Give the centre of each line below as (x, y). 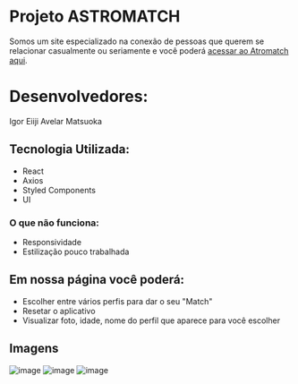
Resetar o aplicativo (59, 311)
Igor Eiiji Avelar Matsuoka (56, 121)
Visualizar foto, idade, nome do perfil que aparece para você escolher (151, 320)
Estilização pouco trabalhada (76, 252)
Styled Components (59, 190)
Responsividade (52, 242)
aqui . (19, 60)
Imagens (34, 349)
